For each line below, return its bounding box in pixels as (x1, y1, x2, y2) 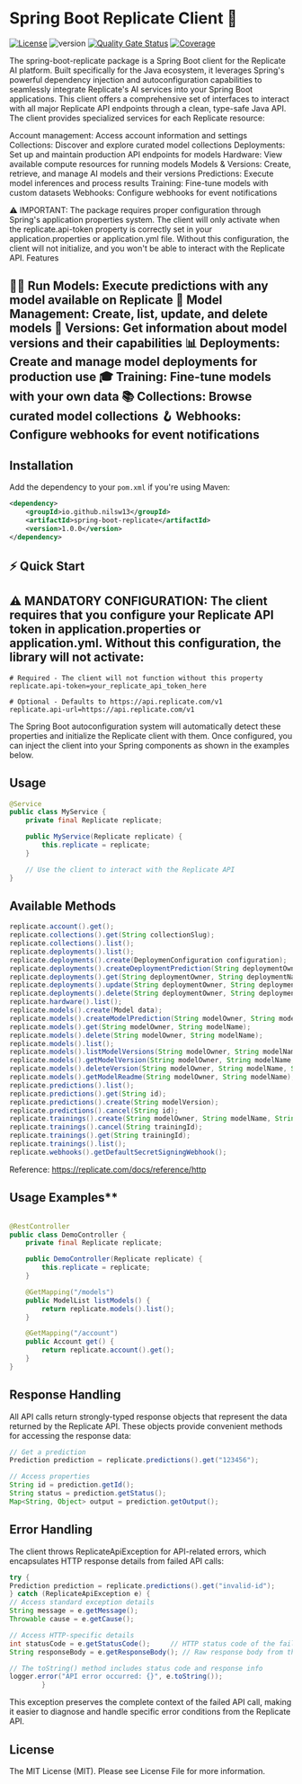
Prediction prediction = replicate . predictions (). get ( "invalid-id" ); (9, 1581, 276, 1590)
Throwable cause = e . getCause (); (9, 1615, 135, 1624)
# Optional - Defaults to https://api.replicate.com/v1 (9, 697, 223, 706)
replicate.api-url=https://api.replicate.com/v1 (9, 705, 195, 714)
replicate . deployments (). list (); (9, 947, 135, 956)
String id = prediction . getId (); (9, 1480, 135, 1490)
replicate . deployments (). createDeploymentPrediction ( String (9, 963, 240, 973)
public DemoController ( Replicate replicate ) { (25, 1255, 203, 1264)
